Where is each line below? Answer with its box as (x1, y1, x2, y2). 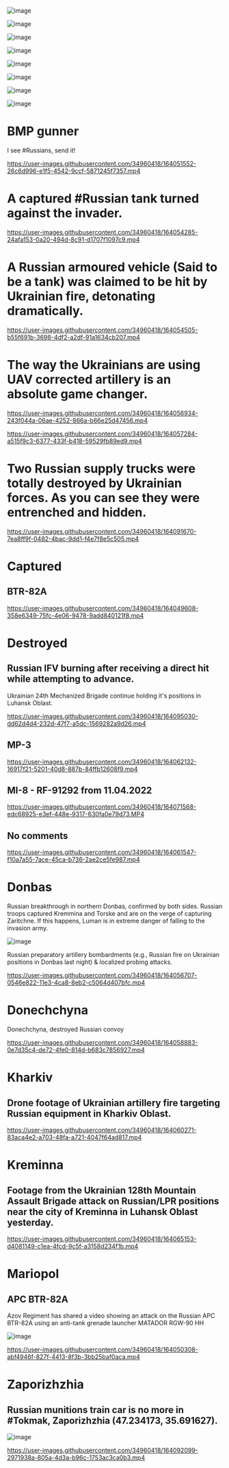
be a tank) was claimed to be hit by (7, 274, 208, 289)
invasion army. (7, 924, 49, 932)
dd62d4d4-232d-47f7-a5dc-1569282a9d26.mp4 (7, 719, 146, 727)
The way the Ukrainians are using (7, 357, 201, 372)
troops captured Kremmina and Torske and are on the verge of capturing (7, 910, 212, 918)
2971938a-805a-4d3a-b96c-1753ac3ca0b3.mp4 (7, 1454, 146, 1461)
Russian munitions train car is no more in (7, 1404, 185, 1416)
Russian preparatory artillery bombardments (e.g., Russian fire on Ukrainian (7, 951, 220, 959)
